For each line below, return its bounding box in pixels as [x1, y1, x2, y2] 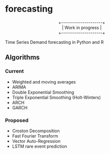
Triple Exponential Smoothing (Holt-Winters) [12, 94, 101, 100]
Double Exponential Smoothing [12, 89, 74, 95]
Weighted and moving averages [12, 79, 76, 85]
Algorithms [5, 53, 40, 62]
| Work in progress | [62, 24, 102, 30]
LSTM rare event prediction [12, 143, 67, 149]
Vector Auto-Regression [12, 138, 61, 144]
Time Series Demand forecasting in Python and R [5, 39, 104, 45]
